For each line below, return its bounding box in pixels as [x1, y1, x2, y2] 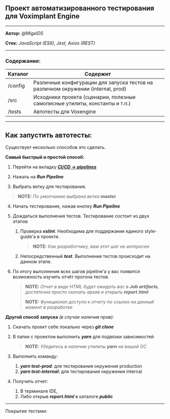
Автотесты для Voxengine [33, 108, 96, 116]
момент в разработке [25, 304, 73, 310]
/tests [8, 108, 22, 116]
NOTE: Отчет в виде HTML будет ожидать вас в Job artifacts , [25, 283, 159, 289]
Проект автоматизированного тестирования [5, 4, 154, 13]
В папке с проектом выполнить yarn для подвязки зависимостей [12, 333, 154, 339]
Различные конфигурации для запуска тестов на [33, 79, 153, 86]
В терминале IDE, [20, 388, 58, 394]
